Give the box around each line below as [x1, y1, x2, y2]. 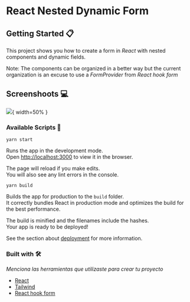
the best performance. [6, 205, 61, 213]
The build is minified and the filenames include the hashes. [6, 217, 149, 224]
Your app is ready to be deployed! [6, 223, 89, 230]
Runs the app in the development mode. [6, 147, 103, 155]
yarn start [6, 137, 33, 143]
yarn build [6, 182, 33, 189]
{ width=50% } [12, 108, 48, 115]
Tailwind [14, 283, 35, 291]
